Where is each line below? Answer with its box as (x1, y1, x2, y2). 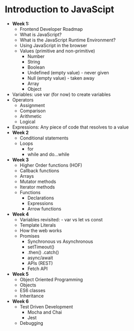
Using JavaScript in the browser (19, 42, 88, 48)
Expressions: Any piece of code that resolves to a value (12, 124, 129, 130)
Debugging (19, 320, 44, 326)
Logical (19, 118, 36, 125)
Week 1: (12, 20, 30, 27)
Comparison (19, 108, 46, 114)
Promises (19, 233, 40, 239)
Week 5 (12, 271, 29, 277)
